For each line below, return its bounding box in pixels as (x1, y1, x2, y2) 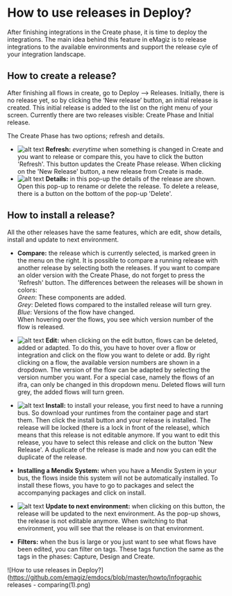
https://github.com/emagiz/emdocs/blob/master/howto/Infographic (9, 573, 202, 581)
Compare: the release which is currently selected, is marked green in (17, 249, 216, 257)
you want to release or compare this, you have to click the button (17, 152, 204, 160)
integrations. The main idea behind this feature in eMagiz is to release (7, 35, 207, 43)
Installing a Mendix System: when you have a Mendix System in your (17, 466, 217, 474)
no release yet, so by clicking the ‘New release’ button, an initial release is (7, 96, 219, 104)
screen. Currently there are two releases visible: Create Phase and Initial (7, 110, 214, 119)
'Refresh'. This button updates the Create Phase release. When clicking (17, 160, 222, 168)
